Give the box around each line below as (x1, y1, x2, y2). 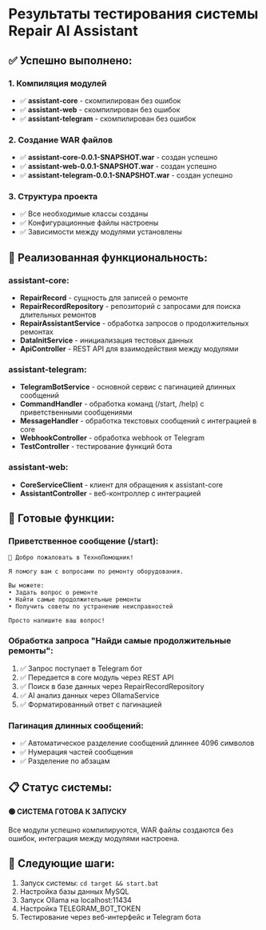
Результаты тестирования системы (8, 5, 259, 23)
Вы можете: (8, 582, 45, 590)
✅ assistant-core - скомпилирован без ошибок (19, 95, 181, 105)
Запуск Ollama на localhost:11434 (19, 895, 132, 904)
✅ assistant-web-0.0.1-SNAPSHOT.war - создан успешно (19, 162, 217, 171)
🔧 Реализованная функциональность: (8, 251, 208, 264)
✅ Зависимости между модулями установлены (19, 227, 182, 237)
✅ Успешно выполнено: (8, 54, 133, 67)
